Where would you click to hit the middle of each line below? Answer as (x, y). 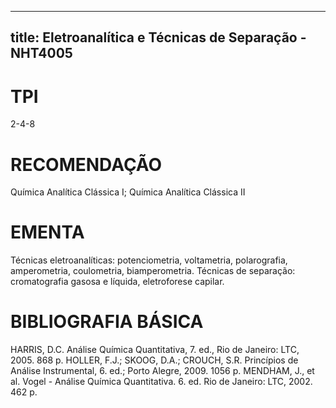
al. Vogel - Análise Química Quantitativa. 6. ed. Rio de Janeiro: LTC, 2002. (161, 382)
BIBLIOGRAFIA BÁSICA (107, 322)
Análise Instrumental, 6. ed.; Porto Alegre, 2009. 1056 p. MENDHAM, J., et (162, 371)
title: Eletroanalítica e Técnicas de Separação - (158, 37)
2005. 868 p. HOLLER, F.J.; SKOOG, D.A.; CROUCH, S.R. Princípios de (154, 360)
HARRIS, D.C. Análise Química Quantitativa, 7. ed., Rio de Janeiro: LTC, (155, 350)
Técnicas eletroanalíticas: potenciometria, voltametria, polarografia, (149, 260)
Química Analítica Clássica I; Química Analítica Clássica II (128, 192)
